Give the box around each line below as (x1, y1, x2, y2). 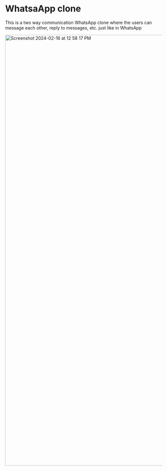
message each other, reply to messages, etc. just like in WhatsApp (5, 24, 142, 30)
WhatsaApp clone (5, 3, 81, 14)
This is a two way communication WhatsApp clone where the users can (5, 19, 152, 25)
